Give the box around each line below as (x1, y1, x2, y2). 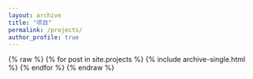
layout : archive (8, 11, 61, 20)
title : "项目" (8, 19, 53, 27)
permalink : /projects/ (8, 26, 83, 34)
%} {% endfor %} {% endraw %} (8, 63, 115, 73)
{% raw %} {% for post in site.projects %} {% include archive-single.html (8, 55, 246, 64)
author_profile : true (8, 33, 80, 41)
